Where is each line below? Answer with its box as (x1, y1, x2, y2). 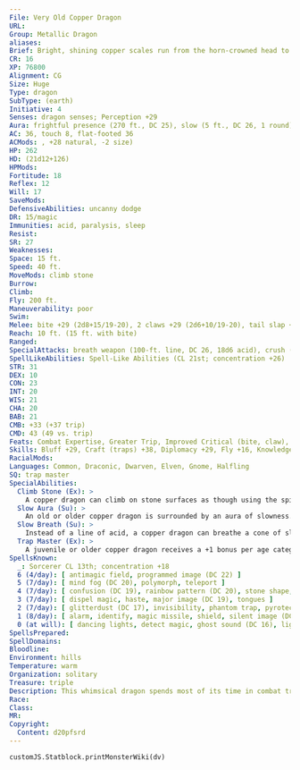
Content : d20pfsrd (17, 728, 87, 738)
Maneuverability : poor (9, 304, 94, 313)
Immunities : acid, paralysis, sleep (9, 221, 146, 230)
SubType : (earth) (9, 96, 74, 106)
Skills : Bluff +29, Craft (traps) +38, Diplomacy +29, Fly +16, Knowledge (9, 445, 294, 454)
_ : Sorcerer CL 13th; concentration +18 (17, 562, 170, 571)
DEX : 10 (9, 370, 38, 380)
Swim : (9, 312, 29, 322)
